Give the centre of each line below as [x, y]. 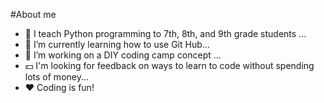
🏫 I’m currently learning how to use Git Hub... [117, 44]
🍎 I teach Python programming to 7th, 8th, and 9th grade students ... [165, 33]
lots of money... [57, 77]
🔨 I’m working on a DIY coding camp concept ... [123, 55]
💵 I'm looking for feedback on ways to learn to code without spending [169, 65]
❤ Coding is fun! [59, 87]
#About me [33, 14]
